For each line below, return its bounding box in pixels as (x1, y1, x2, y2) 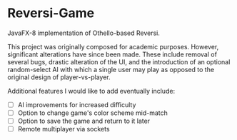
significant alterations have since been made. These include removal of (7, 50, 218, 59)
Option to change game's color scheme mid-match (17, 109, 168, 117)
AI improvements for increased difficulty (17, 100, 136, 109)
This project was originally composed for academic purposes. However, (7, 42, 219, 51)
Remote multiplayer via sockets (17, 125, 110, 134)
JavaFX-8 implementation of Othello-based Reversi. (7, 29, 161, 37)
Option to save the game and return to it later (17, 116, 151, 126)
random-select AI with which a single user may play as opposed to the (7, 65, 215, 74)
